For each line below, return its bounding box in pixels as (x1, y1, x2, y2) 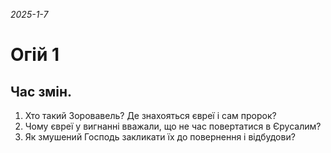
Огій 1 (10, 44, 60, 66)
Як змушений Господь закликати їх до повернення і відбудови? (24, 131, 296, 143)
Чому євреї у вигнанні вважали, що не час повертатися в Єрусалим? (24, 120, 322, 132)
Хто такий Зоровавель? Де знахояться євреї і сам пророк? (24, 110, 277, 121)
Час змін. (10, 83, 73, 100)
